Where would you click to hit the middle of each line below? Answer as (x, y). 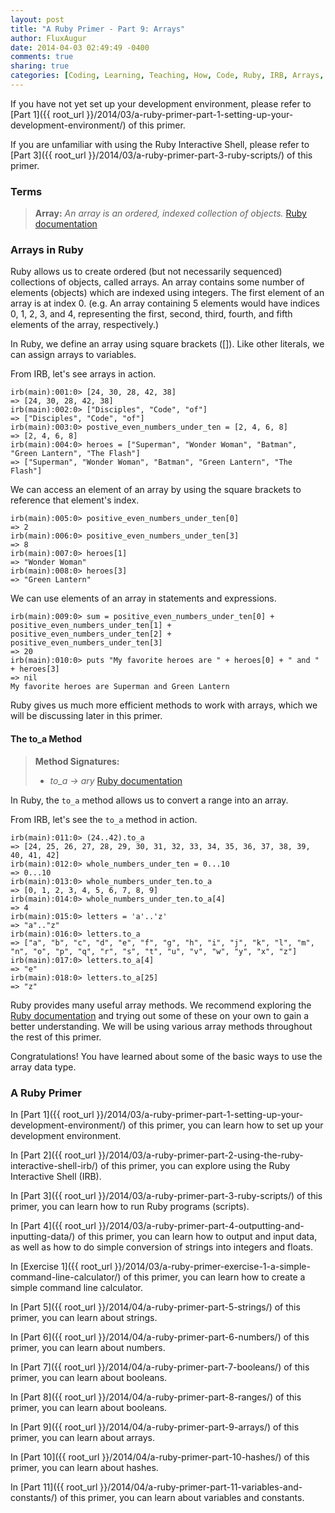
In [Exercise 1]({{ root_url (61, 1266)
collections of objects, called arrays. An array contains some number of (157, 282)
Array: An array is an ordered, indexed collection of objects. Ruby (170, 213)
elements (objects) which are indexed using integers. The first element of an (167, 293)
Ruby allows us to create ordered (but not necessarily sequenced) (146, 272)
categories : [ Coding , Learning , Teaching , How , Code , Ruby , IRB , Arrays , (167, 76)
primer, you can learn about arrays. (83, 1437)
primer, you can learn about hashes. (84, 1467)
